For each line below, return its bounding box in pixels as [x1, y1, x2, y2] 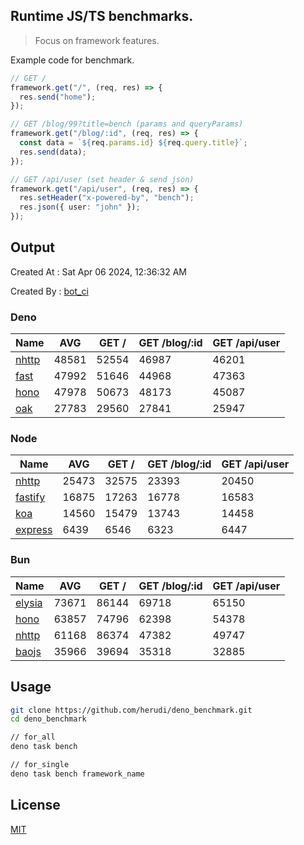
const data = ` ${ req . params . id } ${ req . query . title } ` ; [19, 138, 248, 148]
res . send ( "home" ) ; [19, 92, 97, 102]
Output [10, 239, 55, 256]
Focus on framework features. [34, 34, 160, 46]
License [10, 797, 61, 814]
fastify [15, 490, 46, 504]
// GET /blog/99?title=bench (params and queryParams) [10, 119, 244, 129]
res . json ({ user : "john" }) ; [19, 202, 141, 213]
